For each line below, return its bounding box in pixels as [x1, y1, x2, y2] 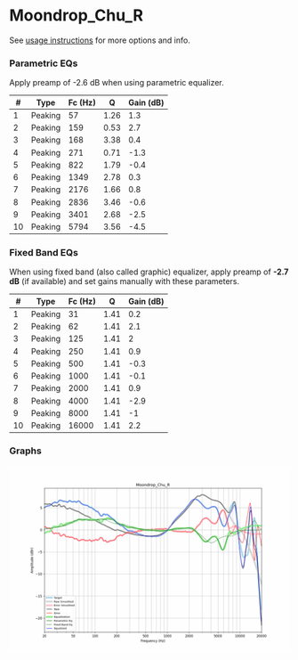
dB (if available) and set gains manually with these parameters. [9, 276, 240, 287]
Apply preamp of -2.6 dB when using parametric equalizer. [9, 77, 224, 88]
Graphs [9, 444, 42, 457]
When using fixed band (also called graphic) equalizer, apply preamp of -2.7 [9, 266, 289, 277]
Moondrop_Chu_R [9, 5, 144, 26]
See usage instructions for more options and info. [9, 35, 191, 45]
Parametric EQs [9, 57, 78, 69]
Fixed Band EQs [9, 246, 78, 258]
